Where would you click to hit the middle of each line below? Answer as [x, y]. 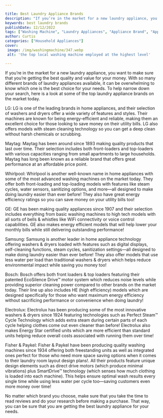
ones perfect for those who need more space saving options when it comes [81, 355]
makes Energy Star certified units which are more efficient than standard [78, 330]
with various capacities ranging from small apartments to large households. [81, 153]
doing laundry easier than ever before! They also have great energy [72, 194]
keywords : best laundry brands [37, 23]
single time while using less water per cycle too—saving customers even [78, 381]
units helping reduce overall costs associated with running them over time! [79, 335]
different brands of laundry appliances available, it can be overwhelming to [80, 83]
